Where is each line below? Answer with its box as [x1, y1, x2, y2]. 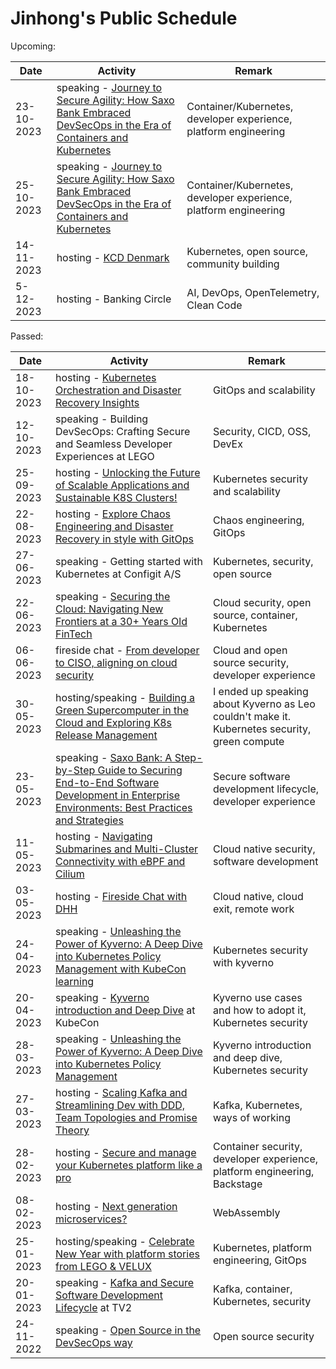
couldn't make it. [212, 709, 292, 723]
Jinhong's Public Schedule [10, 7, 238, 30]
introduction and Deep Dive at [54, 1003, 196, 1017]
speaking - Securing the [54, 589, 171, 603]
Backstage [212, 1177, 263, 1191]
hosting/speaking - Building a [54, 690, 196, 704]
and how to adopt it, [212, 1003, 307, 1017]
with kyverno [212, 955, 275, 969]
